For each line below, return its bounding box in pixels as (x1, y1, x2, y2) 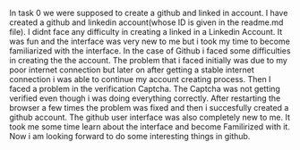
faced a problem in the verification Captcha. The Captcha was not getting (9, 84, 280, 94)
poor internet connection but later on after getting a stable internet (9, 64, 254, 75)
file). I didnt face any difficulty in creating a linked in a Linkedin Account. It (9, 27, 283, 37)
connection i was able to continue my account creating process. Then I (9, 74, 271, 84)
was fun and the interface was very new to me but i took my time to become (9, 36, 291, 46)
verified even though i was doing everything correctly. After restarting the (9, 93, 281, 104)
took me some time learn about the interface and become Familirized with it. (9, 121, 291, 132)
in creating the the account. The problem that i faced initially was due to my (9, 55, 288, 65)
